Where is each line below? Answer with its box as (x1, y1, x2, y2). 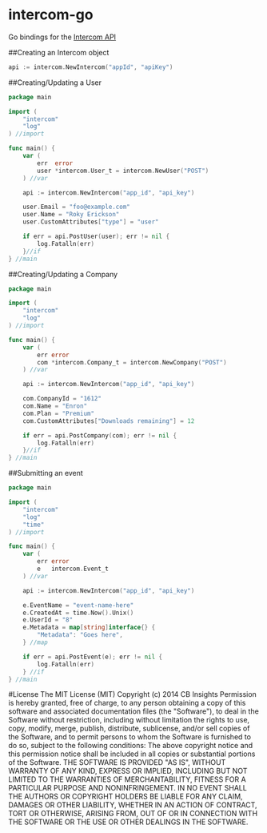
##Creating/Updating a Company (8, 269, 118, 279)
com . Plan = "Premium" (22, 409, 94, 417)
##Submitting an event (8, 469, 84, 478)
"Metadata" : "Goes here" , (37, 631, 124, 639)
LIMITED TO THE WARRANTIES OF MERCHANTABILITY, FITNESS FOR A (8, 775, 246, 784)
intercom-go (8, 6, 94, 24)
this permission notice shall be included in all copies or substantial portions (8, 749, 256, 759)
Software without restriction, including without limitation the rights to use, (8, 715, 250, 725)
